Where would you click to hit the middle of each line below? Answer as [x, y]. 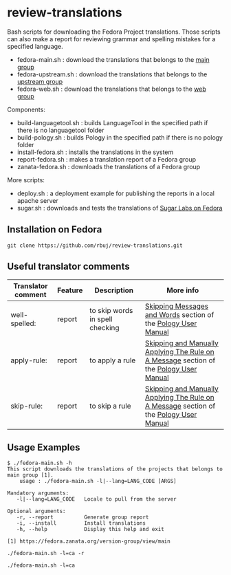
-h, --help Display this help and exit [90, 530]
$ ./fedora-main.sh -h [40, 463]
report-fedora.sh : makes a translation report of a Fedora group [107, 159]
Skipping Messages [177, 306]
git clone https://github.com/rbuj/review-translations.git [95, 246]
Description [114, 290]
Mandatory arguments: [38, 493]
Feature [70, 290]
